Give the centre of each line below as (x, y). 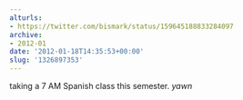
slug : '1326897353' (46, 60)
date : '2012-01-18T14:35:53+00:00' (77, 52)
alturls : (26, 18)
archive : (26, 35)
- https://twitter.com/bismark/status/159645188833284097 (121, 26)
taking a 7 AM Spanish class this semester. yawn (101, 86)
